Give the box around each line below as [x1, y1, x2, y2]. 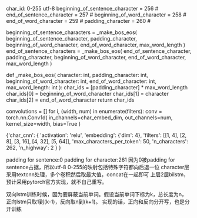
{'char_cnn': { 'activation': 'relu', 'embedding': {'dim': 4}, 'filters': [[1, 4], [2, [6, 132, 187, 139]
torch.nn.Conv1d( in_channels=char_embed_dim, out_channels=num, [6, 114, 173, 121]
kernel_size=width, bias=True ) [6, 120, 81, 127]
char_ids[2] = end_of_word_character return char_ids [6, 96, 135, 103]
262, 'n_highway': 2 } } [6, 144, 62, 151]
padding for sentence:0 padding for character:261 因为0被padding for [6, 156, 175, 163]
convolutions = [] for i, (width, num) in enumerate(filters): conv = [6, 108, 163, 115]
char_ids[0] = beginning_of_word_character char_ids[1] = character [6, 90, 169, 97]
